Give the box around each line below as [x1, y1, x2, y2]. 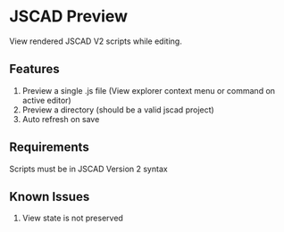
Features [9, 62, 60, 77]
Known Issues [9, 189, 90, 204]
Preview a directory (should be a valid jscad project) [21, 104, 214, 115]
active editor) [21, 95, 71, 105]
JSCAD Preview [9, 6, 128, 27]
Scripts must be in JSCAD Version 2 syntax [9, 163, 168, 174]
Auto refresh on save [21, 113, 100, 124]
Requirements [9, 140, 89, 155]
